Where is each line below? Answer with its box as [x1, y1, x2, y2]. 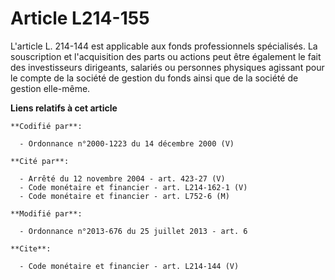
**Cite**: [10, 243, 52, 254]
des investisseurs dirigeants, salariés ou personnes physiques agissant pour [10, 61, 325, 73]
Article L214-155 [10, 7, 150, 30]
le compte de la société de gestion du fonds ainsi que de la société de [10, 72, 299, 84]
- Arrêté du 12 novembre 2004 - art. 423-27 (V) [19, 173, 226, 184]
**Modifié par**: [10, 208, 83, 219]
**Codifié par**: [10, 121, 83, 131]
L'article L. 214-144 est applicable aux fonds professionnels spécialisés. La [10, 40, 318, 52]
